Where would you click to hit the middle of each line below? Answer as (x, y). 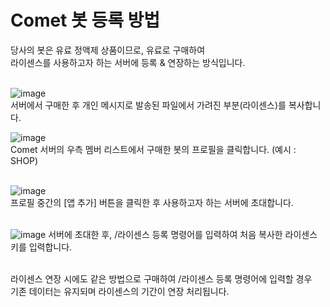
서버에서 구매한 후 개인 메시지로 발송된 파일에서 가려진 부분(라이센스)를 (148, 105)
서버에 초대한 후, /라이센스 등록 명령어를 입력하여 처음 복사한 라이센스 (183, 234)
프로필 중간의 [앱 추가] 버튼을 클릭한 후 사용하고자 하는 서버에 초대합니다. (152, 202)
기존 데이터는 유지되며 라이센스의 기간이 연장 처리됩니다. (120, 291)
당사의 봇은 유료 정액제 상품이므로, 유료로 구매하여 (108, 50)
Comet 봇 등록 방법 (85, 20)
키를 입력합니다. (41, 247)
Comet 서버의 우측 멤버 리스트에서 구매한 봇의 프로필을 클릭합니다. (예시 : (153, 149)
